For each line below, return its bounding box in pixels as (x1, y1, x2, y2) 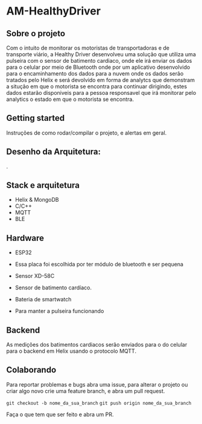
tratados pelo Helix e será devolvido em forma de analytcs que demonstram (6, 77, 195, 83)
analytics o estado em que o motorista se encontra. (6, 95, 134, 103)
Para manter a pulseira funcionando (14, 307, 104, 315)
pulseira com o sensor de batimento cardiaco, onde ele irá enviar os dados (6, 57, 192, 64)
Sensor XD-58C (14, 272, 55, 280)
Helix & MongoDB (14, 196, 59, 204)
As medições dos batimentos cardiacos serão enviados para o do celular (6, 341, 188, 349)
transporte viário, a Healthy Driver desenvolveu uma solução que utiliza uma (6, 51, 196, 58)
